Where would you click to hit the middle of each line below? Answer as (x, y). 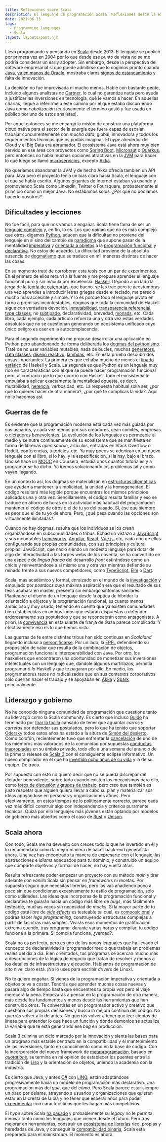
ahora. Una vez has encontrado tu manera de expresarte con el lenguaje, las (83, 855)
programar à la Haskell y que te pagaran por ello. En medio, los (69, 668)
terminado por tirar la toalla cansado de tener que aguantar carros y (74, 723)
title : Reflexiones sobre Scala (38, 10)
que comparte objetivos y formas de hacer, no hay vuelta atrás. (70, 866)
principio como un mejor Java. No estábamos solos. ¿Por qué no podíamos (82, 191)
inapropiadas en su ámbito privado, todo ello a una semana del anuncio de (81, 749)
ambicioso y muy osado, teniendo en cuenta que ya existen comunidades (80, 606)
